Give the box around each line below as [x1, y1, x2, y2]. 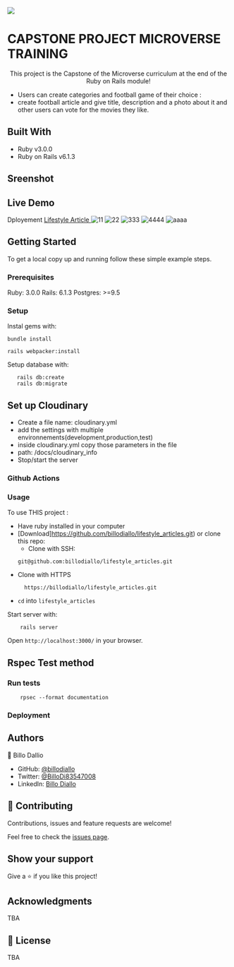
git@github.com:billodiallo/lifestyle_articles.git [17, 558, 173, 565]
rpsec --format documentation [20, 694, 109, 701]
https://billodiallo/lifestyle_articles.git [24, 584, 157, 591]
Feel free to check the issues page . [7, 832, 109, 841]
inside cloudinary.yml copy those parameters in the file [17, 441, 178, 449]
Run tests [7, 678, 41, 688]
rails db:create [16, 374, 65, 381]
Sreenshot [7, 173, 54, 185]
